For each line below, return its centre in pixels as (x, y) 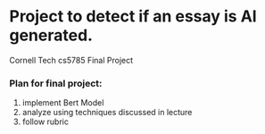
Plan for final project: (56, 83)
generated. (51, 35)
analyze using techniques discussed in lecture (107, 113)
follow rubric (46, 121)
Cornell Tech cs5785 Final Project (71, 60)
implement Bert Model (63, 103)
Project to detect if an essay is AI (133, 17)
